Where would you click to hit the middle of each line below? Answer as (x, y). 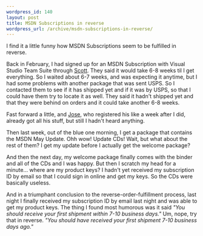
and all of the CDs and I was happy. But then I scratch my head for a (91, 163)
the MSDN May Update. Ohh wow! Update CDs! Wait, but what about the (97, 139)
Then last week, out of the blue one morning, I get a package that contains (99, 133)
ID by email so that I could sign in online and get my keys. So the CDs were (99, 177)
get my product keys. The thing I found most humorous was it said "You (96, 208)
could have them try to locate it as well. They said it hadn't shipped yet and (100, 96)
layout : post (23, 18)
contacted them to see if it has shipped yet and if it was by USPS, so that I (98, 90)
